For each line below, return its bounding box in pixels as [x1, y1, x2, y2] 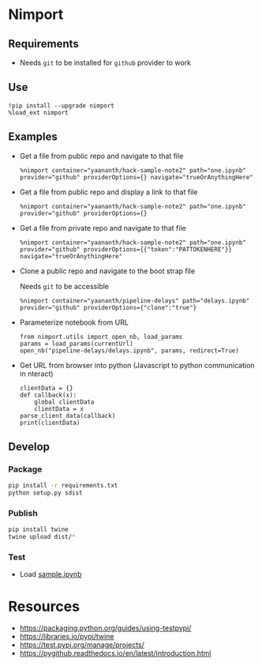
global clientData [34, 397, 95, 406]
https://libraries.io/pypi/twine [19, 632, 114, 642]
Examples [8, 130, 58, 144]
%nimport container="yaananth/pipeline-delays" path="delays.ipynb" [19, 296, 250, 305]
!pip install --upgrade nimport [8, 101, 114, 110]
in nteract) [19, 369, 54, 378]
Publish [8, 507, 38, 518]
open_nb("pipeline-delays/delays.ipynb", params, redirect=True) [19, 346, 239, 355]
